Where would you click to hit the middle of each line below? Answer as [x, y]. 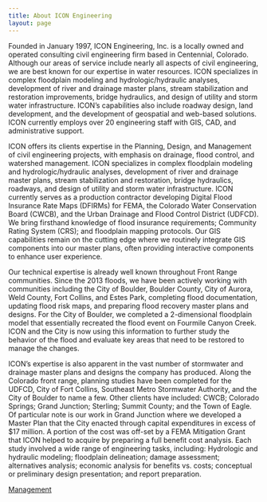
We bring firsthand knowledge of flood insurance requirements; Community [132, 222]
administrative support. [46, 130]
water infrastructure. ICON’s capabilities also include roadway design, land [131, 105]
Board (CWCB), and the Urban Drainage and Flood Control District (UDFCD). [133, 214]
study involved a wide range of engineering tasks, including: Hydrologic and [133, 449]
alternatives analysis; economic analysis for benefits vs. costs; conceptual [130, 465]
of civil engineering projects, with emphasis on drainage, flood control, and [132, 154]
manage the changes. [44, 348]
